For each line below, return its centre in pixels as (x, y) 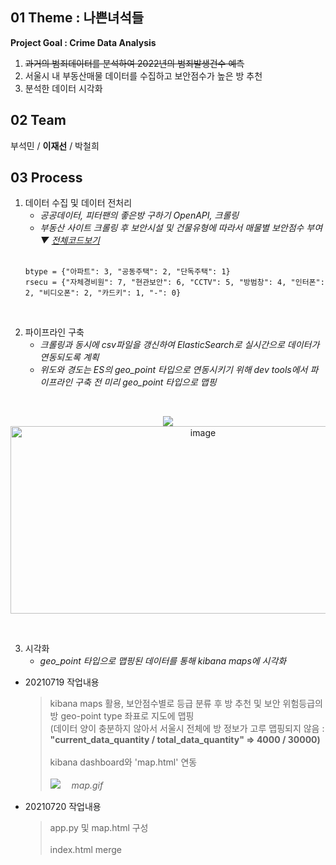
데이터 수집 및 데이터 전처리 (78, 203)
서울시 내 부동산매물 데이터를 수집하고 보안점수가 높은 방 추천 (143, 75)
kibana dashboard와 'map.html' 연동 (123, 762)
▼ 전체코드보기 (69, 240)
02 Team (38, 120)
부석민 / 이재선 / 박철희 (55, 145)
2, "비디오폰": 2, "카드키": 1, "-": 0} (103, 293)
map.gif (87, 785)
